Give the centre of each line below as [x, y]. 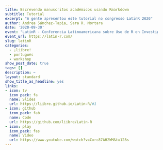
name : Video [22, 135]
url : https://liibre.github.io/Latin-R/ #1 [53, 104]
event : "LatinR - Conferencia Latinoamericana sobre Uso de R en [72, 32]
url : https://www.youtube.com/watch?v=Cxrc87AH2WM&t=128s [69, 140]
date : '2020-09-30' [25, 28]
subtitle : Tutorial [25, 14]
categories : [17, 45]
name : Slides [23, 100]
